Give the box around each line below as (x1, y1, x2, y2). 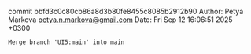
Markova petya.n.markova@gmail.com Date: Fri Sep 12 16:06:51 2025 (8, 15, 234, 24)
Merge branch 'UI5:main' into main (8, 38, 125, 46)
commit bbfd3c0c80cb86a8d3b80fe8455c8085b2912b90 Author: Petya (8, 7, 244, 16)
